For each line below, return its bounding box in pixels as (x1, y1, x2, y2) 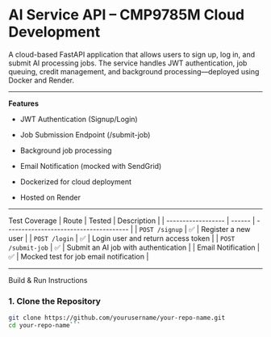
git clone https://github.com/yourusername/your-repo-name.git (8, 314, 226, 322)
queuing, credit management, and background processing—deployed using (8, 66, 260, 76)
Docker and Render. (8, 75, 75, 85)
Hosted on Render (19, 192, 81, 202)
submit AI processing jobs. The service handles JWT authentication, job (8, 58, 248, 68)
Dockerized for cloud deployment (19, 176, 131, 187)
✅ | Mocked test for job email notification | (8, 251, 149, 261)
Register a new (201, 224, 251, 234)
